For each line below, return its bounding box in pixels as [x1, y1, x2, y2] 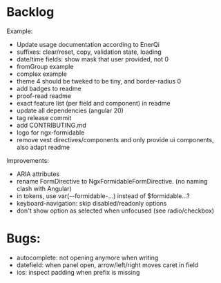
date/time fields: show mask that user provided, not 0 [16, 55, 169, 63]
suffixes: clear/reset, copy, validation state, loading [16, 48, 162, 56]
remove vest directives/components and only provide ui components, [16, 135, 215, 144]
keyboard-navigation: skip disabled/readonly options [16, 199, 167, 207]
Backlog [6, 4, 55, 20]
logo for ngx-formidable [16, 128, 85, 137]
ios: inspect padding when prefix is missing [16, 268, 140, 276]
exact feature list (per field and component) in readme [16, 99, 171, 107]
